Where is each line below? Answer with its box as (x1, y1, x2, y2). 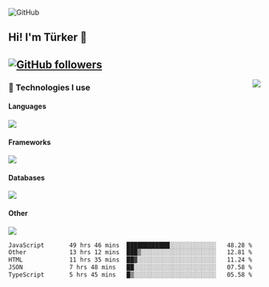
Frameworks (8, 137, 51, 147)
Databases (8, 173, 46, 182)
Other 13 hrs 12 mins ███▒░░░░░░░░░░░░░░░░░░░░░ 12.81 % (8, 249, 252, 257)
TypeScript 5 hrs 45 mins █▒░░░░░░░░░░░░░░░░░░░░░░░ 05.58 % (8, 271, 252, 279)
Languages (8, 102, 46, 111)
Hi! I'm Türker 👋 (8, 30, 88, 44)
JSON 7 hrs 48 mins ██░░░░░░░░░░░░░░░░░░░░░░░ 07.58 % (8, 264, 252, 272)
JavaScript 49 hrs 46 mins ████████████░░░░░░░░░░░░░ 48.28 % (8, 241, 252, 249)
